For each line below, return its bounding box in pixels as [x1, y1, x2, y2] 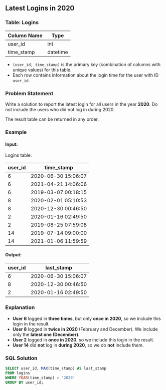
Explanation [5, 304, 35, 311]
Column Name [8, 32, 43, 39]
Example [5, 129, 27, 136]
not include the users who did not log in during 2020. [5, 106, 115, 112]
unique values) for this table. [12, 67, 72, 73]
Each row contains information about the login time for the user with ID [12, 72, 159, 78]
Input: [5, 141, 18, 147]
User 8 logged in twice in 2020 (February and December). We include [12, 326, 158, 332]
